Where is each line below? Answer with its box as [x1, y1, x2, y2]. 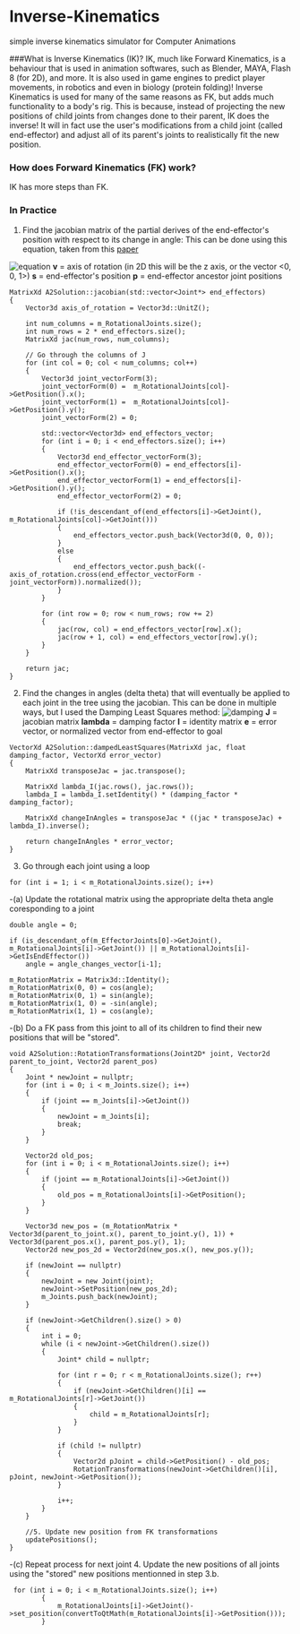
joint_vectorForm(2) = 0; [41, 413, 139, 422]
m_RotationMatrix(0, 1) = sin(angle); [9, 991, 154, 1000]
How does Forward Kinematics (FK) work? [9, 161, 197, 174]
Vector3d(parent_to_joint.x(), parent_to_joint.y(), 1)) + [9, 1229, 235, 1238]
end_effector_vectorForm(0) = [56, 460, 170, 469]
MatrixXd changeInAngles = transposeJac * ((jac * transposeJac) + [25, 813, 282, 822]
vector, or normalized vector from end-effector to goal [21, 726, 223, 736]
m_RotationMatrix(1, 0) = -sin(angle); [9, 999, 159, 1008]
